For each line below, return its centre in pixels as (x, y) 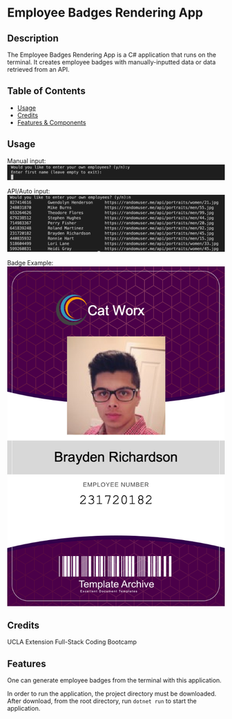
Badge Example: (30, 262)
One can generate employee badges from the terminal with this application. (115, 680)
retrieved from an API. (39, 69)
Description (33, 38)
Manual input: (27, 161)
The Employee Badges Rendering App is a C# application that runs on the (112, 55)
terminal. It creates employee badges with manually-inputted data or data (112, 62)
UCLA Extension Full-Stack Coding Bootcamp (72, 642)
